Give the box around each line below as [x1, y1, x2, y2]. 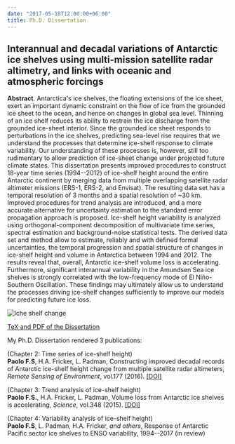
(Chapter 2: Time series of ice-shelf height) [7, 350, 133, 358]
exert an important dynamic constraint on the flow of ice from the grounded [7, 102, 226, 110]
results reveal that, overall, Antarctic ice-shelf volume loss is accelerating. [7, 258, 221, 267]
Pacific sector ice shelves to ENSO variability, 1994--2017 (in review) [7, 429, 206, 438]
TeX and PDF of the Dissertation [7, 323, 100, 331]
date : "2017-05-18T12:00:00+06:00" [7, 10, 112, 18]
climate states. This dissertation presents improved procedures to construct [7, 161, 227, 170]
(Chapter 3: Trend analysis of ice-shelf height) [7, 386, 142, 394]
